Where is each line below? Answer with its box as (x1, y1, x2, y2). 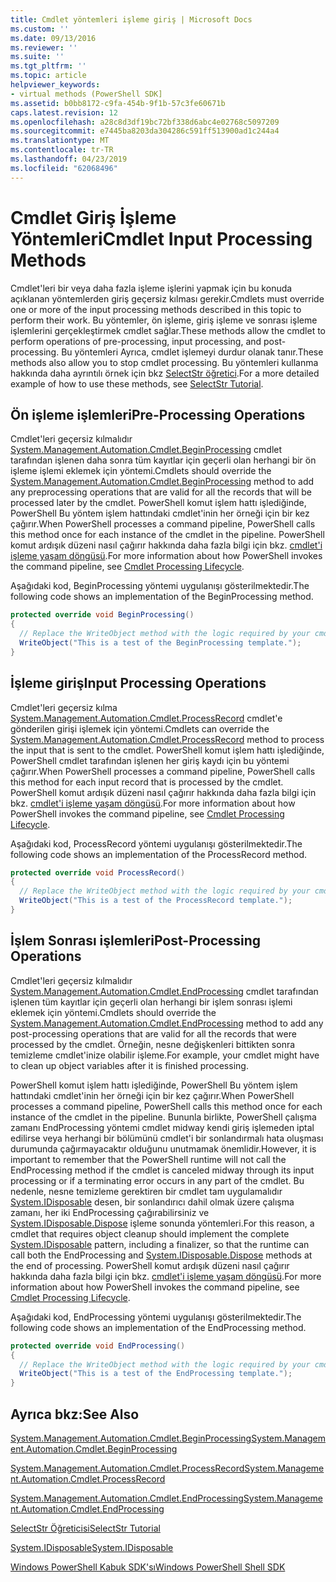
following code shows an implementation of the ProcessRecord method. (10, 848, 307, 860)
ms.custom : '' (10, 24, 70, 34)
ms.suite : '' (10, 52, 65, 62)
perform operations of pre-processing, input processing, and (10, 335, 262, 347)
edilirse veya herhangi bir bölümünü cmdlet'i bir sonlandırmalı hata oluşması (10, 1132, 324, 1144)
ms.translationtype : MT (10, 136, 110, 146)
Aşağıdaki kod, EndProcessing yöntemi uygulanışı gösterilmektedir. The (10, 1311, 302, 1323)
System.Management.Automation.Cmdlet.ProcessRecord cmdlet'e (10, 712, 283, 724)
